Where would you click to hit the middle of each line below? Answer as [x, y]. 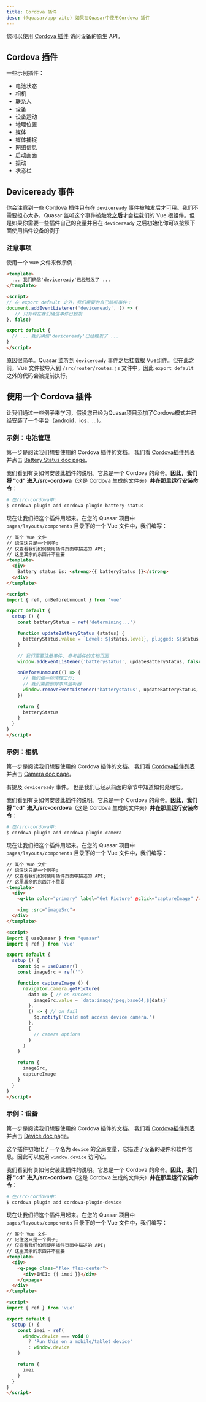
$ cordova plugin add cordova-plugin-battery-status [75, 506]
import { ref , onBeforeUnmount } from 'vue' [64, 600]
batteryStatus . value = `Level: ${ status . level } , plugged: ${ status [111, 639]
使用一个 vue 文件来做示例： [42, 263]
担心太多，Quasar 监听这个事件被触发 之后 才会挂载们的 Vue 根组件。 [103, 215]
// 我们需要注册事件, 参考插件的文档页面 [63, 656]
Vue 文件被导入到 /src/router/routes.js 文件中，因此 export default [105, 368]
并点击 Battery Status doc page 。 [48, 460]
